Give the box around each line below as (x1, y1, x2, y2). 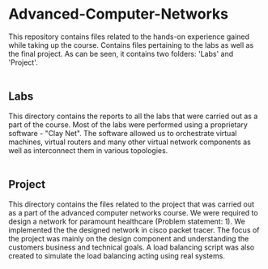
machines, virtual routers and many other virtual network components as (8, 137, 251, 147)
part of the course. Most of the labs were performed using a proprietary (8, 119, 249, 130)
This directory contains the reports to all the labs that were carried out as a (8, 111, 258, 121)
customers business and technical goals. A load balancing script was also (8, 242, 255, 252)
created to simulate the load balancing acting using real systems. (8, 250, 225, 260)
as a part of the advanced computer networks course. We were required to (8, 207, 258, 217)
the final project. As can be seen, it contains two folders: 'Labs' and (8, 49, 234, 58)
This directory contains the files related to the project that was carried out (8, 199, 255, 209)
